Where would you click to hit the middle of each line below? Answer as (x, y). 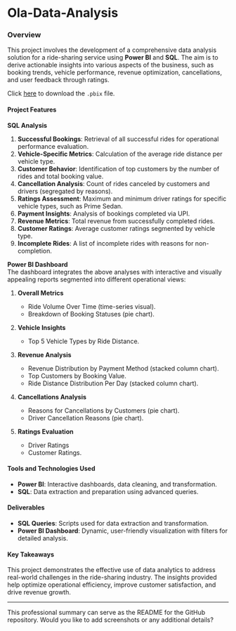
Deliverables (26, 507)
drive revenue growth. (39, 592)
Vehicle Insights (41, 327)
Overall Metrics (40, 293)
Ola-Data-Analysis (63, 13)
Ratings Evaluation (45, 431)
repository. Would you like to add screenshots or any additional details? (111, 620)
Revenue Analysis (44, 354)
